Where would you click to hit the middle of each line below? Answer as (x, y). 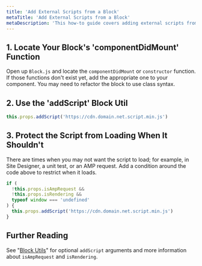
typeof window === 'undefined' (51, 200)
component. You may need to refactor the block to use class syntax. (91, 84)
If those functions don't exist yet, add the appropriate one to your (87, 78)
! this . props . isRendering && (47, 194)
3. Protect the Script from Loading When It (87, 136)
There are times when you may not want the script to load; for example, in (98, 159)
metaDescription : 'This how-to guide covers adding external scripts (95, 23)
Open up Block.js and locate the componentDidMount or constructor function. (101, 71)
